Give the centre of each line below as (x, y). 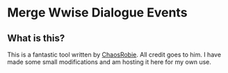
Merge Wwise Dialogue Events (97, 13)
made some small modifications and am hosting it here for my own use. (109, 62)
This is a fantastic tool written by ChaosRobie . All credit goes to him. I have (114, 54)
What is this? (36, 38)
